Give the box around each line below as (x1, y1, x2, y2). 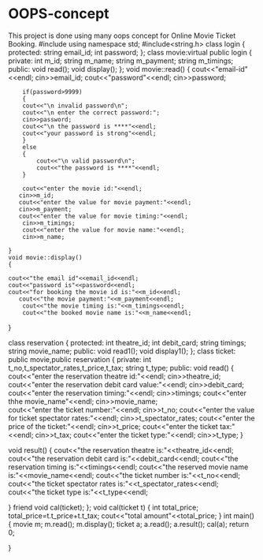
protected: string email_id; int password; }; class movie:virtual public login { (8, 47, 253, 57)
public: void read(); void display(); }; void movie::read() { (8, 64, 191, 73)
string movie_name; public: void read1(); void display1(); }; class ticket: (8, 346, 236, 356)
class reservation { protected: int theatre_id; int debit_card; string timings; (8, 338, 246, 347)
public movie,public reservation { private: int (8, 354, 152, 364)
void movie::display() (8, 253, 83, 261)
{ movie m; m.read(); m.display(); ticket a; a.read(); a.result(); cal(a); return (8, 519, 250, 528)
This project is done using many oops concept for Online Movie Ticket (8, 31, 236, 40)
